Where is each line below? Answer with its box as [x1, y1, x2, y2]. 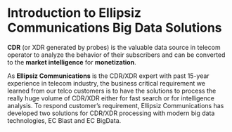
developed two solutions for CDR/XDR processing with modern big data [7, 109, 215, 117]
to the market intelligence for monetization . [7, 58, 136, 66]
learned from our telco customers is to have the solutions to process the [7, 86, 217, 95]
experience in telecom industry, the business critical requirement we [7, 79, 206, 87]
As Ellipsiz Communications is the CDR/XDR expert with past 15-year [7, 72, 210, 80]
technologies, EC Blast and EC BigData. [7, 116, 122, 124]
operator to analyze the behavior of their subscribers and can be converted [7, 51, 226, 59]
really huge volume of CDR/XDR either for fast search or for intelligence [7, 93, 214, 103]
